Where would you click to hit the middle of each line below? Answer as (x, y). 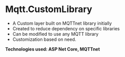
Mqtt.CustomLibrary (49, 9)
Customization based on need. (44, 39)
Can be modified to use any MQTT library (55, 34)
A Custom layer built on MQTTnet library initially (62, 23)
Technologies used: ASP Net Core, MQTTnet (53, 49)
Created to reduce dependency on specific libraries (66, 28)
